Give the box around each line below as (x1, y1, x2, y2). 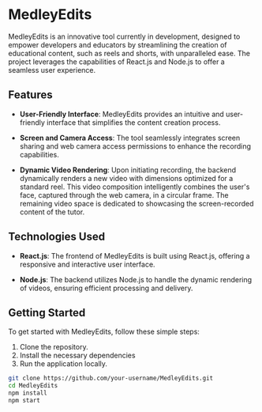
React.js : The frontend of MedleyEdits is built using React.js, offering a (19, 251, 250, 260)
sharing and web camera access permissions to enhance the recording (19, 141, 251, 151)
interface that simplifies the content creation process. (47, 117, 221, 127)
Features (8, 89, 53, 102)
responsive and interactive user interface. (19, 259, 155, 269)
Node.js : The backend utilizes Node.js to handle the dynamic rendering (19, 274, 253, 284)
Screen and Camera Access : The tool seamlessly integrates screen (19, 133, 241, 142)
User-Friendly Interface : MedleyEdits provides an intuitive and (19, 109, 225, 119)
